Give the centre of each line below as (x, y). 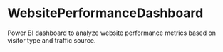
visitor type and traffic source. (52, 40)
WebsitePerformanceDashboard (105, 13)
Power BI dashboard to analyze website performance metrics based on (111, 33)
